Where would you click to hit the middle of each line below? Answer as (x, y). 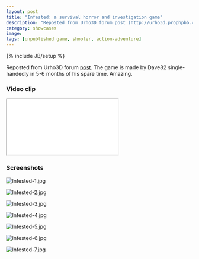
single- (176, 67)
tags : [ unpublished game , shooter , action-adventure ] (74, 39)
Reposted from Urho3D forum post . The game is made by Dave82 (86, 67)
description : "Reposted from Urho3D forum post (66, 22)
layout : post (22, 12)
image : (14, 34)
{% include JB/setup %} (36, 56)
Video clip (21, 89)
